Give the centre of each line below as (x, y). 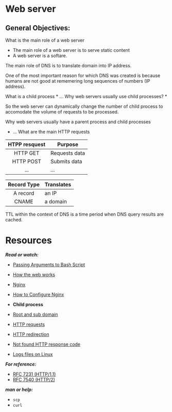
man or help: (19, 389)
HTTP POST (27, 161)
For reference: (21, 364)
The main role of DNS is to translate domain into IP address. (69, 65)
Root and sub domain (35, 314)
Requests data (68, 153)
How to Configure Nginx (38, 294)
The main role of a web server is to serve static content (71, 50)
